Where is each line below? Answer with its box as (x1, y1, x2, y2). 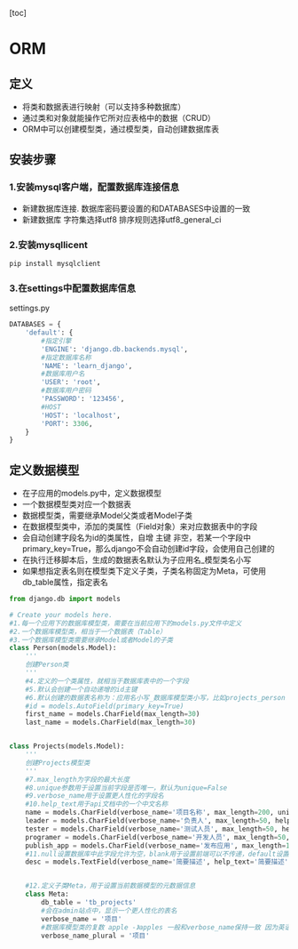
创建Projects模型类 (25, 758, 90, 768)
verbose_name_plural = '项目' (41, 931, 150, 940)
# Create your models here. (9, 610, 114, 619)
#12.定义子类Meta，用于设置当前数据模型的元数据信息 (25, 881, 196, 890)
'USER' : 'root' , (41, 378, 101, 387)
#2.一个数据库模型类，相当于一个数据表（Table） (9, 627, 167, 636)
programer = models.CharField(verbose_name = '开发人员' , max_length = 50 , (25, 832, 290, 841)
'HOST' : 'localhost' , (41, 411, 122, 420)
